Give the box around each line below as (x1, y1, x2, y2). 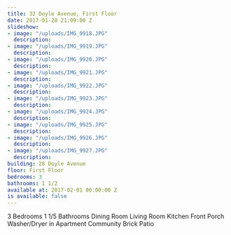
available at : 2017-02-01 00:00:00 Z (7, 187, 118, 194)
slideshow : (7, 23, 39, 30)
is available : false (7, 193, 68, 200)
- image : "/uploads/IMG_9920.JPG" (7, 56, 108, 63)
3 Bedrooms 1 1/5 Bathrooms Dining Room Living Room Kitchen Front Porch (7, 212, 225, 221)
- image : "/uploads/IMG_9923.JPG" (7, 95, 108, 102)
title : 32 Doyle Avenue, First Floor (7, 10, 118, 18)
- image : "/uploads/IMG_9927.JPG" (7, 147, 108, 154)
